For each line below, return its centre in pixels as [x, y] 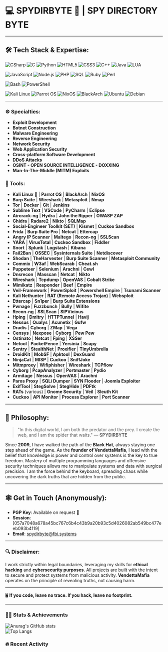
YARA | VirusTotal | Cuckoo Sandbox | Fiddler [61, 242]
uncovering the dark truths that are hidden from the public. [66, 477]
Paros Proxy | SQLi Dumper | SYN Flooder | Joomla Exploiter [76, 381]
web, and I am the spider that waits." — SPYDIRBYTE [72, 435]
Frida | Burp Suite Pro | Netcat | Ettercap [55, 232]
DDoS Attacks [27, 160]
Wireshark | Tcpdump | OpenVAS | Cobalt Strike [63, 280]
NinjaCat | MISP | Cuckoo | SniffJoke [51, 360]
